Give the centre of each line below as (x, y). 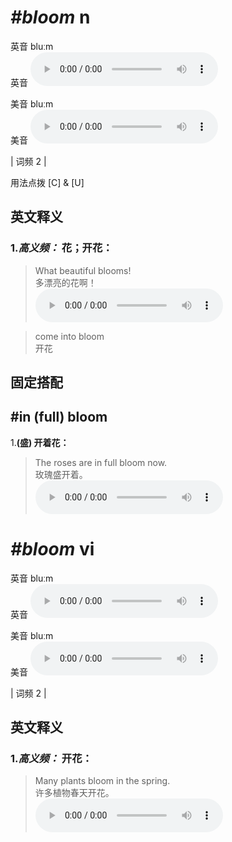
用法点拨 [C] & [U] (47, 182)
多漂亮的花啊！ (65, 282)
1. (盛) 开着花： (40, 442)
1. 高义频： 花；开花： (61, 248)
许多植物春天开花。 (74, 793)
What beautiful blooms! (83, 270)
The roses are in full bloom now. (101, 462)
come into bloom (69, 336)
